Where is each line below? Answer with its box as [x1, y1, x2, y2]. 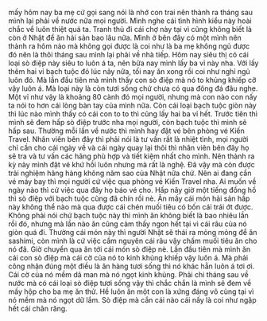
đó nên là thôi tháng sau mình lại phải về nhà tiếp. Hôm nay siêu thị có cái [8, 50, 249, 59]
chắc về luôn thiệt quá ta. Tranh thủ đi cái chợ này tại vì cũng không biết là [8, 25, 253, 33]
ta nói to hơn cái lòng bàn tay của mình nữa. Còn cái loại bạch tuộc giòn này [8, 100, 257, 110]
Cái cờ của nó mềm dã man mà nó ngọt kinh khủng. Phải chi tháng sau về [8, 270, 249, 279]
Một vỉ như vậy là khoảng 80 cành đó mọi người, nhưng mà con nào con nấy [8, 92, 257, 101]
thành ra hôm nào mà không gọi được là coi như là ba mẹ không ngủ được [8, 41, 250, 51]
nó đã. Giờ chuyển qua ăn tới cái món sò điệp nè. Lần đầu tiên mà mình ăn [8, 245, 251, 254]
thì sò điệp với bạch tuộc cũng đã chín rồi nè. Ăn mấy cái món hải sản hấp [8, 194, 250, 203]
